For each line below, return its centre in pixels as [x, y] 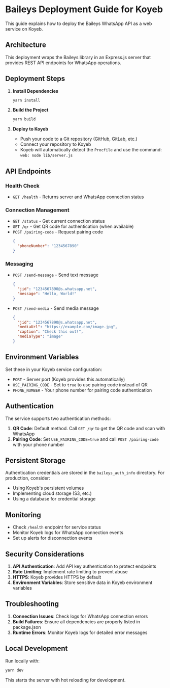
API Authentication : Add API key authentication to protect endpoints [84, 566]
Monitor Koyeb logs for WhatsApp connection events [68, 533]
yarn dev [14, 670]
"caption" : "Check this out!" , [50, 332]
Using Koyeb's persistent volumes [48, 488]
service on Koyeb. [24, 29]
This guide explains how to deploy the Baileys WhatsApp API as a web [79, 23]
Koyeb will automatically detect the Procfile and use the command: [91, 150]
